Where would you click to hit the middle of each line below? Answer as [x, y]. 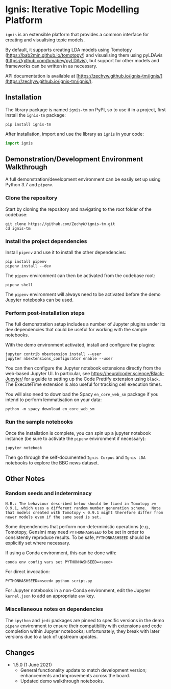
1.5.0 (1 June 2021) [32, 665]
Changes [20, 653]
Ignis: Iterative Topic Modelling [72, 9]
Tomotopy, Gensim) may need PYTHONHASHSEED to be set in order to [75, 532]
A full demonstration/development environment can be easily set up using [83, 179]
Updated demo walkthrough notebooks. [62, 681]
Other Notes [25, 479]
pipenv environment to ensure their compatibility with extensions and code [84, 626]
